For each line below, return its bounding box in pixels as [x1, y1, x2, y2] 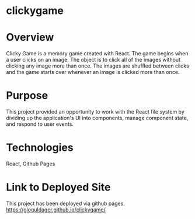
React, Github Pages [6, 160, 55, 167]
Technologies [6, 141, 74, 154]
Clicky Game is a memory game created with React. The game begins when [6, 50, 189, 57]
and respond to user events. [6, 121, 74, 128]
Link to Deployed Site [6, 181, 111, 194]
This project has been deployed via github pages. [6, 200, 126, 207]
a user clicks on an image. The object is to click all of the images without [6, 56, 181, 63]
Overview [6, 31, 54, 44]
